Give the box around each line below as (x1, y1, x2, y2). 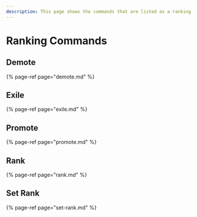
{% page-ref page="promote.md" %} (6, 139, 97, 146)
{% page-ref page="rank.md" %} (6, 172, 87, 179)
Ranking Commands (6, 34, 107, 47)
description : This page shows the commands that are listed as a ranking (6, 8, 192, 15)
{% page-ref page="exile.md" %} (6, 106, 88, 113)
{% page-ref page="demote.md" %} (6, 73, 95, 80)
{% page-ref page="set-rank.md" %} (6, 204, 97, 211)
